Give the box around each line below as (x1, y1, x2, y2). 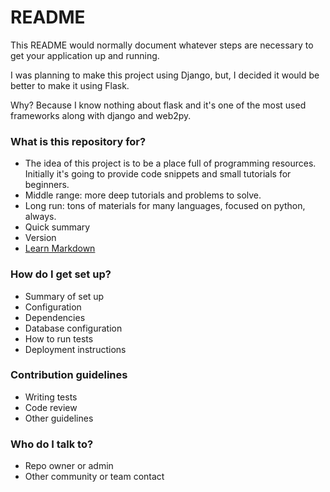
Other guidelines (24, 412, 94, 424)
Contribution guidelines (10, 368, 128, 382)
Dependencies (24, 311, 86, 323)
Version (24, 232, 57, 244)
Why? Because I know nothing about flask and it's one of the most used (10, 99, 307, 111)
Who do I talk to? (10, 437, 94, 451)
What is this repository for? (10, 134, 147, 148)
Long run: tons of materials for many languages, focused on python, (24, 200, 306, 212)
